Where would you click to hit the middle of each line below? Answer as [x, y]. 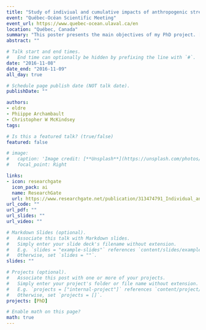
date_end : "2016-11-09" [37, 69]
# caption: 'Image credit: [44, 159]
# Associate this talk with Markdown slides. [68, 238]
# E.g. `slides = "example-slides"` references [71, 249]
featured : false [27, 142]
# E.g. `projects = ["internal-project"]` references [79, 289]
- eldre [16, 108]
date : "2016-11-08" [31, 63]
